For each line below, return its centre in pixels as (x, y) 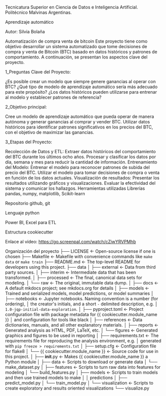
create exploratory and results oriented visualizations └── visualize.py (77, 388)
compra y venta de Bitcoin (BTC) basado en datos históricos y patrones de (81, 52)
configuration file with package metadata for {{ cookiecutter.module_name (81, 314)
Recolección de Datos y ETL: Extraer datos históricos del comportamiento (81, 151)
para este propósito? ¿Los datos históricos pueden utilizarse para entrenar (81, 92)
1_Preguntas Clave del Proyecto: (38, 72)
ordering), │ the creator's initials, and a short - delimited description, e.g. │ (82, 304)
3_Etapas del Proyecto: (29, 142)
